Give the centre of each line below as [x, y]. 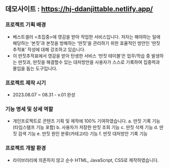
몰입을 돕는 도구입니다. [35, 68]
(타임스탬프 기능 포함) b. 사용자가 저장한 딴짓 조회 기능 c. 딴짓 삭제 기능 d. [85, 128]
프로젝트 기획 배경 [26, 25]
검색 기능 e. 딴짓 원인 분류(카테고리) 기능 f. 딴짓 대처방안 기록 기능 [83, 134]
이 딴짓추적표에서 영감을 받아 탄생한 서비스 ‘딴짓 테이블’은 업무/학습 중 [81, 56]
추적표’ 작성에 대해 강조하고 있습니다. [49, 49]
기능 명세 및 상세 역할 [29, 109]
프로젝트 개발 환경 [26, 148]
